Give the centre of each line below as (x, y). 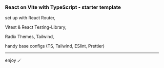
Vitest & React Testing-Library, (36, 27)
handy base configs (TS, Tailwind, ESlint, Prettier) (55, 46)
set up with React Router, (30, 18)
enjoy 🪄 (13, 60)
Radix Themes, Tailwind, (30, 37)
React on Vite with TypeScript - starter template (63, 7)
